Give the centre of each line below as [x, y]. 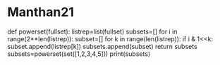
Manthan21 [41, 12]
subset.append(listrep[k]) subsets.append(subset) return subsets [102, 46]
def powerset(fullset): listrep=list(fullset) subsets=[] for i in [92, 31]
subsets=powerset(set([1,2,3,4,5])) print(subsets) [79, 54]
